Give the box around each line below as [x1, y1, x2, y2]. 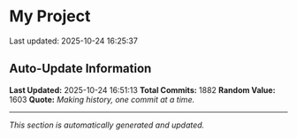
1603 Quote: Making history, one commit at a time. [9, 94, 195, 104]
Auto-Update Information [9, 61, 152, 76]
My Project [9, 6, 91, 27]
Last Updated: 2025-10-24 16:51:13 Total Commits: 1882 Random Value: [9, 84, 276, 95]
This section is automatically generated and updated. [9, 120, 205, 130]
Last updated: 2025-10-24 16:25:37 [9, 35, 139, 46]
